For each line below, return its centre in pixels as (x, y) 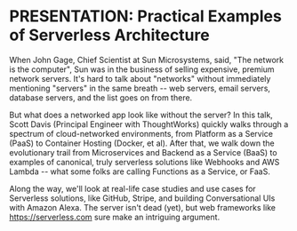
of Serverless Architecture (110, 35)
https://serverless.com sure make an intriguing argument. (115, 217)
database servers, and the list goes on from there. (101, 97)
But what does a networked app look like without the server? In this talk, (141, 115)
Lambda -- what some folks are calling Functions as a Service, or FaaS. (140, 171)
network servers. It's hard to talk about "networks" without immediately (140, 78)
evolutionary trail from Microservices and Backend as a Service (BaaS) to (143, 152)
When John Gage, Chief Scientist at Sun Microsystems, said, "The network (147, 60)
